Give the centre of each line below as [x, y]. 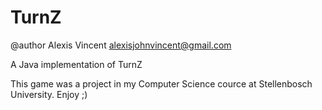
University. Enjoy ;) [49, 94]
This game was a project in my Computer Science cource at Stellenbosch [161, 83]
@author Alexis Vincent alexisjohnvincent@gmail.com [121, 45]
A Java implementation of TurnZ [76, 64]
